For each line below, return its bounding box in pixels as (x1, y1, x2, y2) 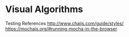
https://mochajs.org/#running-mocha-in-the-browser (5, 25, 117, 31)
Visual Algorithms (5, 4, 83, 15)
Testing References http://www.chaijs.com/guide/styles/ (5, 20, 124, 26)
